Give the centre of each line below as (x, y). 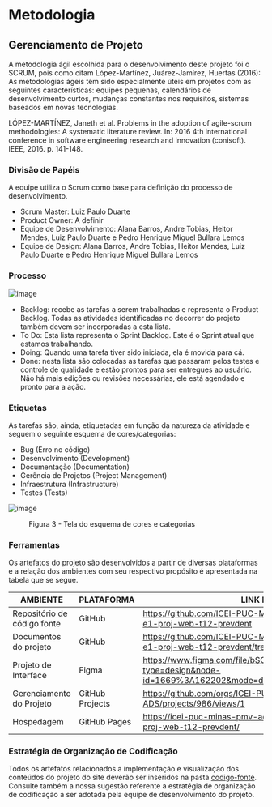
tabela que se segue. (43, 580)
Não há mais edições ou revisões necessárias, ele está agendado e (132, 378)
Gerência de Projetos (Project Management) (93, 475)
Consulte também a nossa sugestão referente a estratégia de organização (132, 786)
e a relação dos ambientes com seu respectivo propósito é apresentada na (133, 571)
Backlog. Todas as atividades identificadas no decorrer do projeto (130, 318)
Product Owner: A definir (62, 220)
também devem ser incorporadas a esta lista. (96, 327)
